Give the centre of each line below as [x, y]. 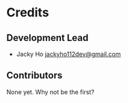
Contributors [35, 75]
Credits [28, 13]
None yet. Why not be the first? [51, 92]
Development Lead [48, 38]
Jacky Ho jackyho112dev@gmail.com [68, 54]
